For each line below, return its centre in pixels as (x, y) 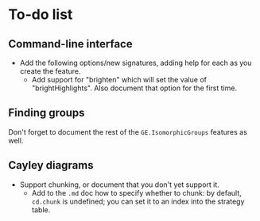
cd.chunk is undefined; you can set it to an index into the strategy (138, 201)
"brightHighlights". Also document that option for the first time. (134, 88)
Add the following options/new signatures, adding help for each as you (136, 63)
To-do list (41, 15)
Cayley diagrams (51, 165)
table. (41, 210)
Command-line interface (70, 44)
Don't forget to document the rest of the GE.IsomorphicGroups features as (128, 131)
